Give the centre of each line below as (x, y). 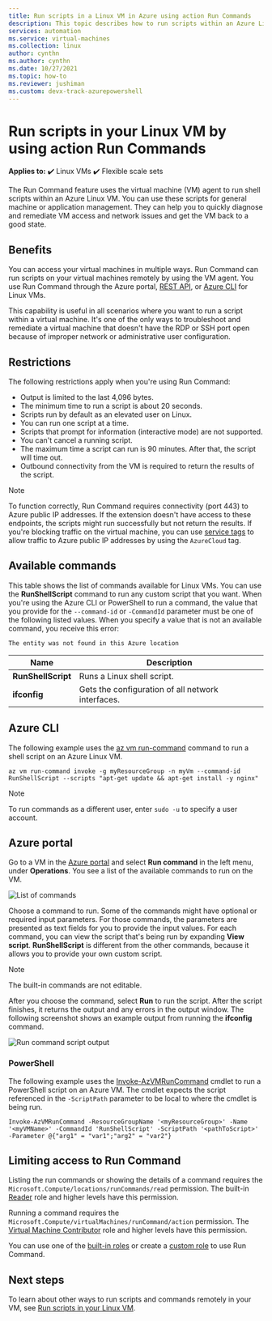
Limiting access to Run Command (95, 1161)
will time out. (41, 457)
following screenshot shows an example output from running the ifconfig (130, 1018)
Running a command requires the (64, 1213)
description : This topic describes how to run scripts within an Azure (132, 23)
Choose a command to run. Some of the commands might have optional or (133, 911)
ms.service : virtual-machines (59, 38)
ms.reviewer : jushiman (47, 83)
